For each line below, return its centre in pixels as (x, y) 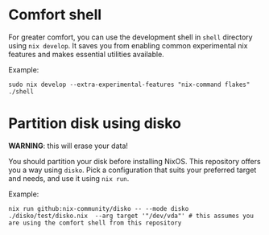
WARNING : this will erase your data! (68, 146)
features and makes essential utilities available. (87, 54)
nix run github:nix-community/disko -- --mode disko (99, 208)
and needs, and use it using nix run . (69, 178)
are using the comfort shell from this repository (95, 223)
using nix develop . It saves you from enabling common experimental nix (128, 45)
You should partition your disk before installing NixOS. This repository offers (134, 161)
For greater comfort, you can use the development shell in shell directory (130, 37)
